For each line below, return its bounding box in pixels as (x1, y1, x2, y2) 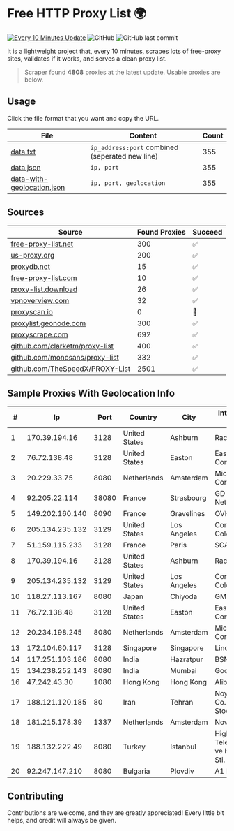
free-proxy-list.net (10, 239, 74, 249)
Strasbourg (170, 493, 207, 503)
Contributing (7, 790, 64, 802)
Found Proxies (136, 227, 186, 237)
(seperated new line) (90, 151, 159, 161)
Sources (7, 207, 45, 219)
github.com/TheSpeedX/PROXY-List (10, 364, 131, 374)
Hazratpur (170, 654, 203, 664)
